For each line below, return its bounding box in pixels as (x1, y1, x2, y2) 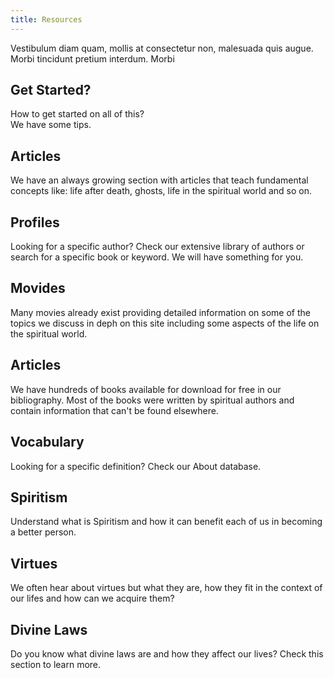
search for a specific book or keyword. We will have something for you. (10, 251, 304, 263)
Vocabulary (10, 434, 85, 451)
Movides (10, 280, 66, 297)
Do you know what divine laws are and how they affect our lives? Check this (10, 647, 324, 660)
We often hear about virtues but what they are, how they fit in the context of (10, 582, 323, 594)
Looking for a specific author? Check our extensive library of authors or (10, 241, 305, 253)
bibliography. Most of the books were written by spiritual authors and (10, 394, 295, 406)
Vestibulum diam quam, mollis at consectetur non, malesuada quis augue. (10, 42, 314, 54)
